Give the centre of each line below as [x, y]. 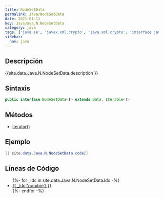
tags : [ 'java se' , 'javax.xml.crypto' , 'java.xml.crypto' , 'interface [78, 32]
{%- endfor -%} [28, 191]
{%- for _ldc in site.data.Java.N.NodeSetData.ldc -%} [66, 180]
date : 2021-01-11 [23, 19]
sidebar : [14, 37]
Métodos [19, 115]
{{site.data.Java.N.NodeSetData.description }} [52, 73]
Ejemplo [18, 142]
